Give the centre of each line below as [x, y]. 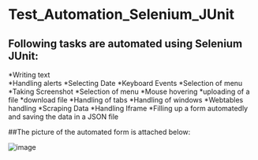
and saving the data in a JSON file [64, 117]
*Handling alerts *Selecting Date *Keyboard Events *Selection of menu [125, 83]
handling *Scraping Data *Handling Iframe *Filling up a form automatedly [128, 108]
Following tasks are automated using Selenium [125, 44]
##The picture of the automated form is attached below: [99, 132]
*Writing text [29, 75]
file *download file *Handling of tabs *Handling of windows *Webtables [126, 100]
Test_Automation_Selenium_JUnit [122, 15]
